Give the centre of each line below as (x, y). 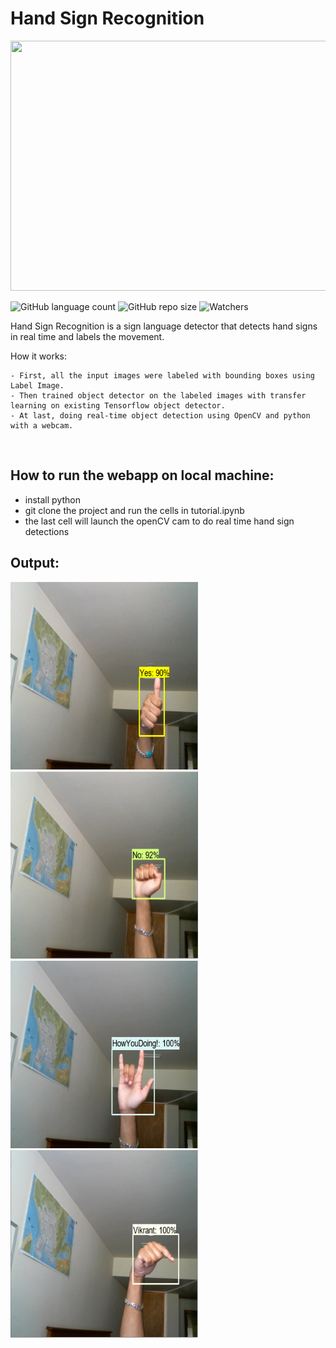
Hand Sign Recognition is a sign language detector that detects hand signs (164, 326)
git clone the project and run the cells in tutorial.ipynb (134, 510)
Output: (35, 563)
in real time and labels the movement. (87, 336)
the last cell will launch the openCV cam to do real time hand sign (159, 521)
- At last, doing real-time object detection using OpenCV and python (160, 415)
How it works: (39, 356)
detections (47, 531)
